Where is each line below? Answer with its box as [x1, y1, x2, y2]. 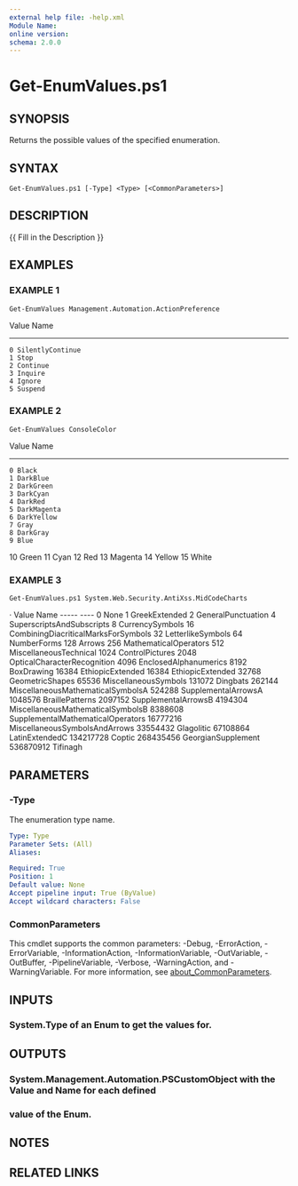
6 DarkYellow [9, 513, 58, 521]
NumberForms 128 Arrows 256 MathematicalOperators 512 [9, 638, 224, 649]
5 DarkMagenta [9, 505, 62, 513]
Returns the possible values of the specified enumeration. [9, 135, 221, 146]
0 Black [9, 466, 38, 475]
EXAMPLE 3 [9, 574, 62, 586]
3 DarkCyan [9, 490, 50, 498]
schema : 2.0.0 [9, 37, 62, 47]
